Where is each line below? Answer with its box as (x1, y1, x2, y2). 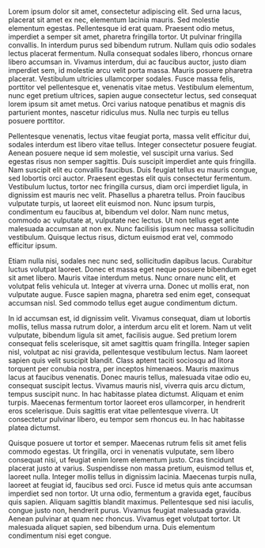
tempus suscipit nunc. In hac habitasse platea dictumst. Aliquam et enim (8, 390, 244, 398)
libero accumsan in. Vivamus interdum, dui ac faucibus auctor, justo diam (8, 57, 247, 67)
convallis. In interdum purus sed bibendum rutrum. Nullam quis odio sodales (8, 40, 256, 50)
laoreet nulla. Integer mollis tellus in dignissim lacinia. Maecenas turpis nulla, (8, 472, 257, 481)
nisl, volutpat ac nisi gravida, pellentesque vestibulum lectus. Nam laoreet (8, 348, 248, 356)
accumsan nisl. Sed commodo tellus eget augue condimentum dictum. (8, 299, 238, 307)
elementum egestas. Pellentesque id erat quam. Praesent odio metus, (8, 24, 235, 32)
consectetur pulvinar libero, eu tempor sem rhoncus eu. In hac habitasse (8, 415, 245, 424)
